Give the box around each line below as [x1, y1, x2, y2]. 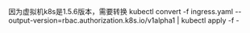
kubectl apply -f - [181, 16, 240, 25]
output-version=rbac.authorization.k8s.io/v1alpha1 [8, 16, 176, 25]
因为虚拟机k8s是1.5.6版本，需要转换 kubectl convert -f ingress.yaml [8, 7, 234, 16]
